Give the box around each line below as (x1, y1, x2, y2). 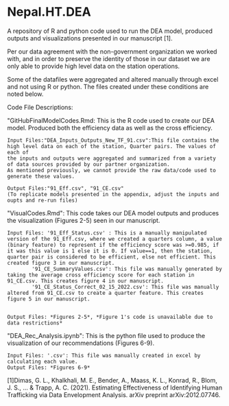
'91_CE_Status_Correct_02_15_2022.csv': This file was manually (32, 283, 219, 290)
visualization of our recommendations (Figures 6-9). (7, 339, 155, 347)
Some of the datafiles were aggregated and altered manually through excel (7, 75, 219, 83)
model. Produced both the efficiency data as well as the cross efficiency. (7, 123, 213, 132)
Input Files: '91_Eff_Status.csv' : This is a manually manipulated (7, 229, 207, 237)
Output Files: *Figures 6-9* (7, 364, 91, 371)
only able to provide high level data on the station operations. (7, 62, 180, 70)
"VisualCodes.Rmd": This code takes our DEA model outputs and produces (7, 208, 219, 217)
